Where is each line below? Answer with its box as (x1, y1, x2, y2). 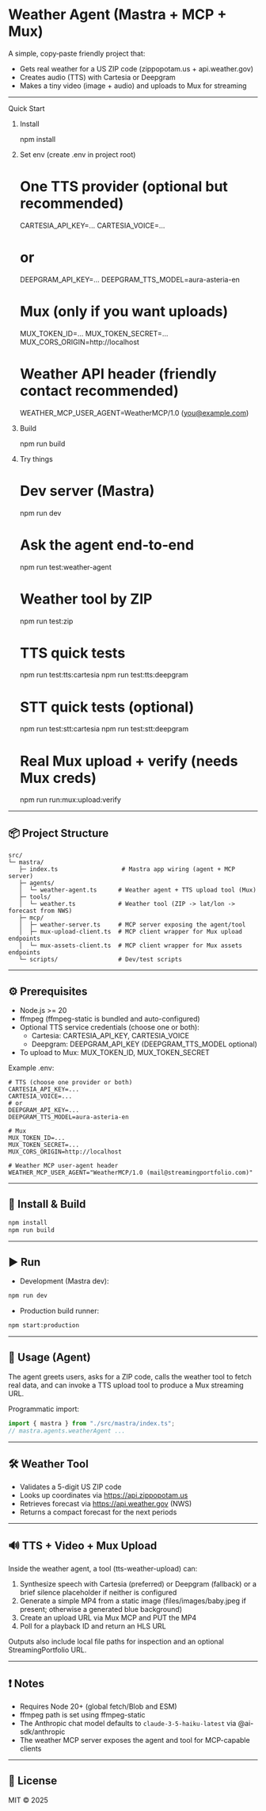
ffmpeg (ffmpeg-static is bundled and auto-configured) (19, 1014, 200, 1023)
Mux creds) (19, 769, 97, 787)
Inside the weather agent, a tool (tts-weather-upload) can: (8, 1564, 198, 1574)
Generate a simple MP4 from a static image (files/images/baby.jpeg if (19, 1596, 247, 1606)
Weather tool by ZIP (19, 589, 153, 608)
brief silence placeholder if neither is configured (19, 1588, 177, 1598)
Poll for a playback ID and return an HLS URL (19, 1621, 166, 1631)
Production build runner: (19, 1306, 100, 1316)
